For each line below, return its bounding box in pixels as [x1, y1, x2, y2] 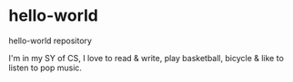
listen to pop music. [8, 62, 83, 73]
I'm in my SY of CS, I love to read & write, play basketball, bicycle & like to [8, 52, 284, 63]
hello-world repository [8, 35, 93, 46]
